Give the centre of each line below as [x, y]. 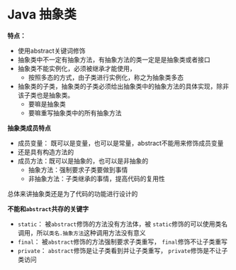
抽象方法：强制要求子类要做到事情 [78, 169]
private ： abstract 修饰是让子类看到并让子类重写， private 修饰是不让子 [123, 250]
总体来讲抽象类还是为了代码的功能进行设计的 [73, 193]
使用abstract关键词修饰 [51, 50]
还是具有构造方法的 [46, 152]
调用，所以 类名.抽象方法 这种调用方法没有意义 [82, 232]
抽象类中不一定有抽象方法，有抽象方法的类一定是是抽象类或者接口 [114, 59]
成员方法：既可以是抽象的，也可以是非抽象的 [83, 161]
